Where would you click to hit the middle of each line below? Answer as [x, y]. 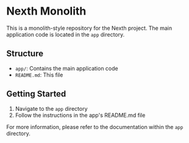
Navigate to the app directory [51, 108]
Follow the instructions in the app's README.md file [80, 115]
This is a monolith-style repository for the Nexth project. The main [89, 28]
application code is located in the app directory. [66, 34]
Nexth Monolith [46, 11]
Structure [25, 54]
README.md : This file [39, 75]
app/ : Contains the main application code [66, 68]
